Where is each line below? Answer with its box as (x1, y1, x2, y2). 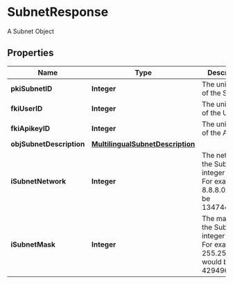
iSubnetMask (10, 240, 55, 249)
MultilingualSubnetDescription (91, 139, 196, 149)
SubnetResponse (7, 4, 109, 20)
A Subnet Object (7, 27, 54, 35)
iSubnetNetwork (10, 176, 67, 186)
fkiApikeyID (10, 123, 51, 133)
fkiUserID (10, 103, 43, 113)
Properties (7, 47, 54, 59)
